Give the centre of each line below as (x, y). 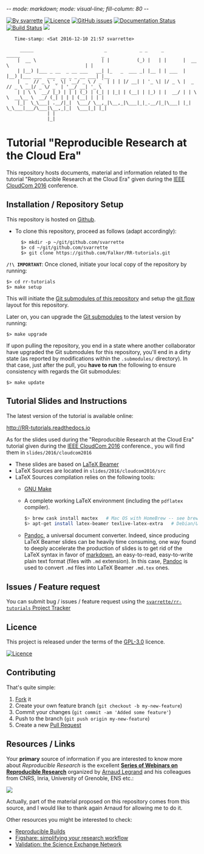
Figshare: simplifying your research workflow (72, 838)
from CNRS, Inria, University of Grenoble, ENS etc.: (70, 778)
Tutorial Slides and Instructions (67, 401)
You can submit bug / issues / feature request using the (76, 602)
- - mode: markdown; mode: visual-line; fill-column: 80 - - (78, 9)
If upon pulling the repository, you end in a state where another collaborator (101, 345)
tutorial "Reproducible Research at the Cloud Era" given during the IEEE (96, 179)
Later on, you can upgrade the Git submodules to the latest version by (93, 316)
